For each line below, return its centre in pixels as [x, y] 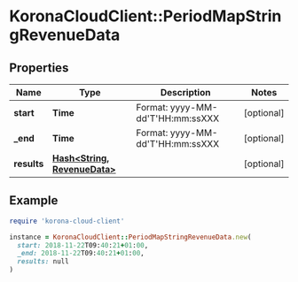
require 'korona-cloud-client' [67, 221]
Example [34, 201]
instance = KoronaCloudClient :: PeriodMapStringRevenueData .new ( [130, 237]
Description [185, 92]
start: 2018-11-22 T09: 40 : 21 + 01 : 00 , [83, 245]
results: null [43, 262]
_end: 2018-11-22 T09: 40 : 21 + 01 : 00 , [81, 254]
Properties [39, 68]
